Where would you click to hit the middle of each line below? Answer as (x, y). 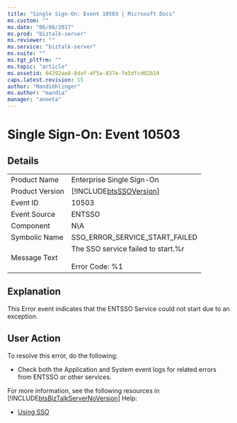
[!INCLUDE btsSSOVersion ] (116, 191)
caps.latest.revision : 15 (45, 80)
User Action (34, 338)
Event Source (33, 214)
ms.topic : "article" (38, 67)
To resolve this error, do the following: (63, 356)
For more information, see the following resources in (83, 390)
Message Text (34, 258)
